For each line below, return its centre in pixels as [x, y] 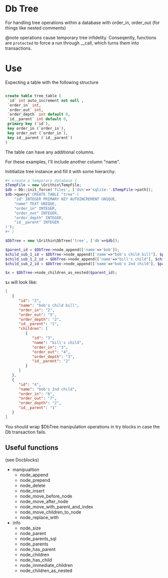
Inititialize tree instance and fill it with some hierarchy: [60, 171]
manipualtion [26, 469]
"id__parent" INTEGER [36, 222]
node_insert [32, 490]
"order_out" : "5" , [37, 315]
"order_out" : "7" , [37, 398]
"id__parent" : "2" [51, 361]
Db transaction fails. [26, 432]
